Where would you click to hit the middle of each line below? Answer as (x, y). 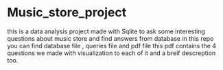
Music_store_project (67, 13)
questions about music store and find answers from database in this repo (110, 38)
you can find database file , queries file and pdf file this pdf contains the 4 (112, 46)
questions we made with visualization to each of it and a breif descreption (111, 53)
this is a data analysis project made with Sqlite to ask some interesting (106, 31)
